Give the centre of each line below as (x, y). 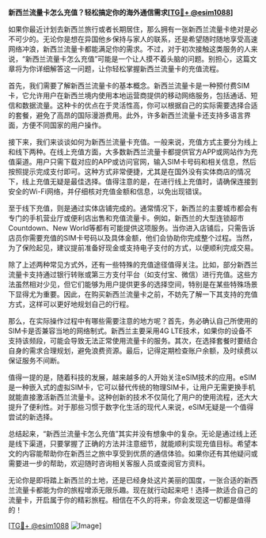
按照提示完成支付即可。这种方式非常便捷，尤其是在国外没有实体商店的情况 (129, 172)
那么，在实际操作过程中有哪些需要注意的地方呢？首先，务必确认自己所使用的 (133, 321)
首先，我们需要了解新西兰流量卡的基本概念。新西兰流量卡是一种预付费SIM (129, 85)
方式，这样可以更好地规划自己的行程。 (70, 304)
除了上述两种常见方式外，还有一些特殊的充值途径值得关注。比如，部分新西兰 (133, 265)
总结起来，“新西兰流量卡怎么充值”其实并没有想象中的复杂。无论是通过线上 (129, 434)
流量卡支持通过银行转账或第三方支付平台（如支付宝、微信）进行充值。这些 (129, 275)
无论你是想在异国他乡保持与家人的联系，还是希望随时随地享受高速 (150, 39)
